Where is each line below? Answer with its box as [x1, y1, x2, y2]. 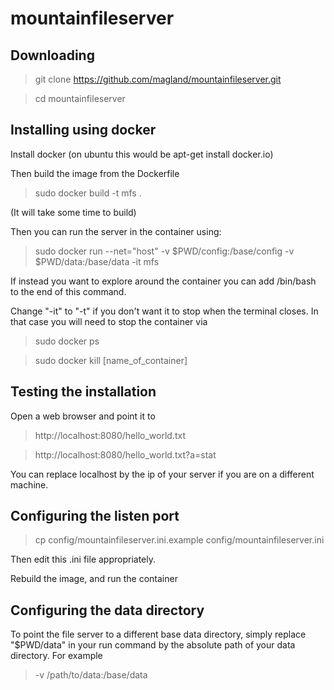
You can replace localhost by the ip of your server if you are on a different [10, 468, 315, 480]
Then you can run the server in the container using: [10, 225, 222, 237]
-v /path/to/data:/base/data [34, 669, 148, 681]
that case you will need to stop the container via [10, 315, 208, 327]
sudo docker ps [34, 335, 100, 347]
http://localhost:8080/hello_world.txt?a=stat [34, 448, 217, 461]
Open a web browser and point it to [10, 410, 156, 422]
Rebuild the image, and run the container [10, 573, 178, 585]
